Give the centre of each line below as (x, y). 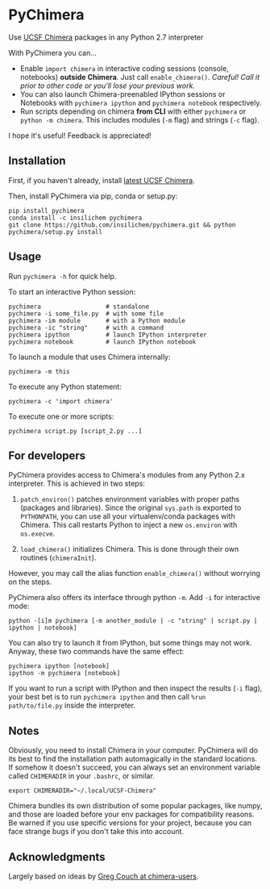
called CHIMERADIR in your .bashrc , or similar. (81, 776)
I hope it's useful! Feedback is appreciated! (80, 136)
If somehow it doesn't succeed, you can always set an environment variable (134, 767)
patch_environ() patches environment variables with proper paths (130, 499)
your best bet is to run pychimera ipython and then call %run (107, 697)
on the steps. (30, 582)
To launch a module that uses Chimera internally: (89, 357)
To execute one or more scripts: (61, 416)
